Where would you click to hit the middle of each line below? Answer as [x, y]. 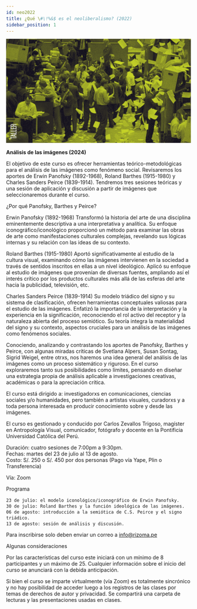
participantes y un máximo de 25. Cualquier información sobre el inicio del [96, 563]
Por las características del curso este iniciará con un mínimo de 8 [85, 557]
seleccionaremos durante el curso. [48, 195]
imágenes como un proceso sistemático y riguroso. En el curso [82, 363]
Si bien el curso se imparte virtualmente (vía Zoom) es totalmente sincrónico [98, 581]
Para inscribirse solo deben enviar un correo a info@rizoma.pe [81, 535]
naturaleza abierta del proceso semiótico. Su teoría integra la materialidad [95, 321]
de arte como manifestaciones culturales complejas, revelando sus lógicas [96, 236]
